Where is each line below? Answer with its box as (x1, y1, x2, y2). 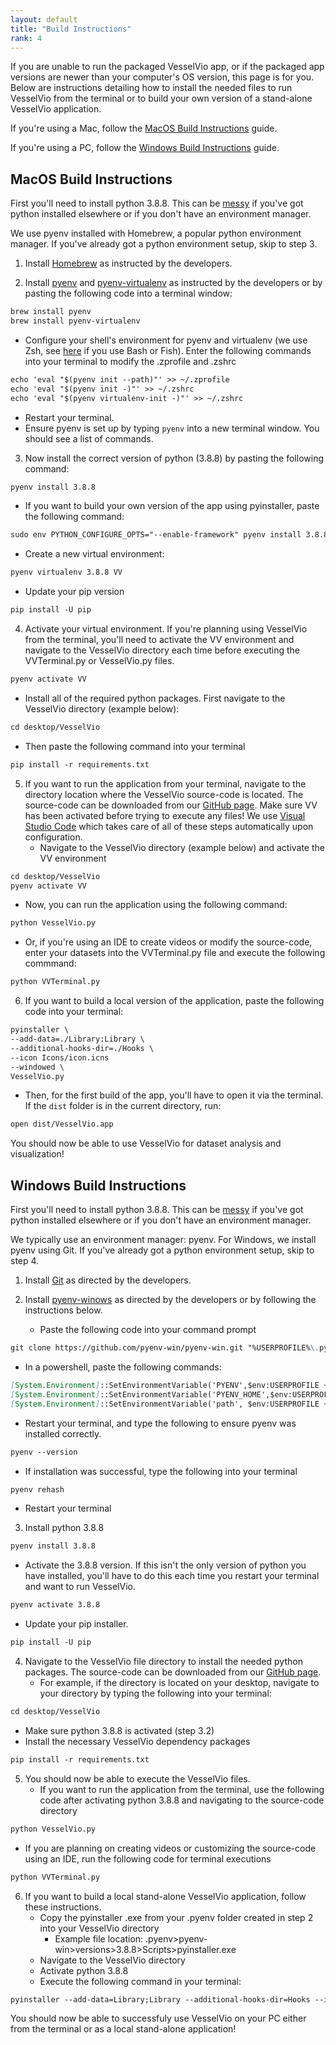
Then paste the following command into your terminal (24, 740, 246, 752)
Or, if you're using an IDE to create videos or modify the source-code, (24, 936, 313, 948)
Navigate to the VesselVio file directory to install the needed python (24, 1656, 303, 1667)
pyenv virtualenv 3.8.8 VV (10, 567, 123, 578)
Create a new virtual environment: (24, 548, 165, 560)
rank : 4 (10, 33, 43, 43)
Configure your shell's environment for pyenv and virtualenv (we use (24, 334, 308, 346)
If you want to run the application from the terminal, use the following (39, 1783, 325, 1795)
